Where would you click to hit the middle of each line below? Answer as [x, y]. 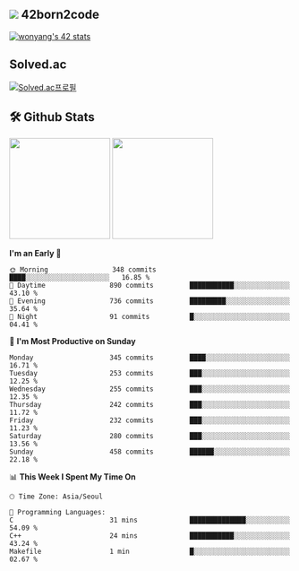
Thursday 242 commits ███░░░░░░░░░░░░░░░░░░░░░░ [150, 405]
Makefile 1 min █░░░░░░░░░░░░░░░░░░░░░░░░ [150, 552]
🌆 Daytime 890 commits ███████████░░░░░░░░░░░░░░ [150, 286]
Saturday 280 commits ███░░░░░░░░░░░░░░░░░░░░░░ [150, 437]
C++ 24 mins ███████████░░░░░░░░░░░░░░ [150, 536]
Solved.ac [38, 65]
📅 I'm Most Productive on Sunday [73, 342]
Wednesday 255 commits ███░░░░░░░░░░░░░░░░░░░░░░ [150, 389]
